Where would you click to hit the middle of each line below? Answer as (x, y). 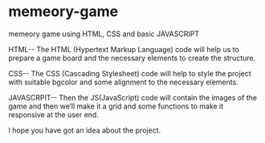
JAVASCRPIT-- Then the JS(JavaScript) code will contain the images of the (133, 97)
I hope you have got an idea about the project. (85, 130)
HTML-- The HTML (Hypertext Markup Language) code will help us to (124, 49)
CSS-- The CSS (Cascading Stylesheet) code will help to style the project (130, 73)
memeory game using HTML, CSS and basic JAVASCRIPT (104, 34)
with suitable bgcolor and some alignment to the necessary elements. (123, 82)
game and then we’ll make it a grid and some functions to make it (116, 106)
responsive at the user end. (53, 114)
